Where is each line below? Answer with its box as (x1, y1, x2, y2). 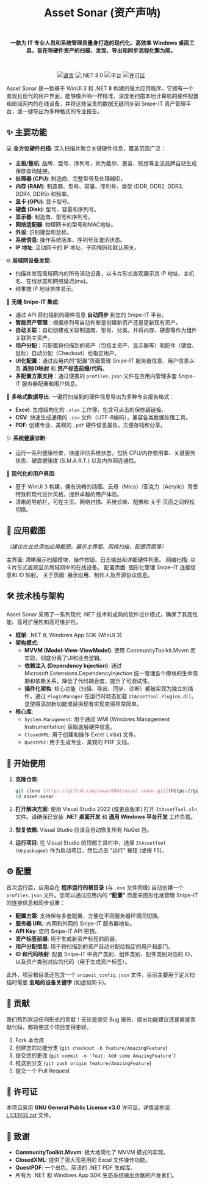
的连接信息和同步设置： (6, 899, 65, 907)
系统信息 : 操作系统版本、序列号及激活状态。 (15, 236, 126, 243)
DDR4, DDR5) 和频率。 (15, 190, 73, 197)
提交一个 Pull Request (15, 1067, 70, 1074)
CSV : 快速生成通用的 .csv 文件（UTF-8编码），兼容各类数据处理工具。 (15, 413, 192, 421)
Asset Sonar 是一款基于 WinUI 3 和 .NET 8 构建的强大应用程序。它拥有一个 (6, 84, 194, 92)
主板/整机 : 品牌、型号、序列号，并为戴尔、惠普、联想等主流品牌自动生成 (15, 159, 197, 166)
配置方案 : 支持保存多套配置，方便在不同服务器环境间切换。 (15, 912, 163, 919)
